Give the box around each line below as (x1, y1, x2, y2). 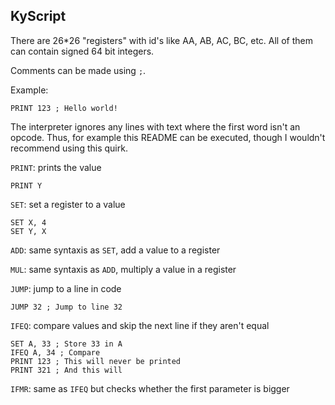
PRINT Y (10, 180, 43, 191)
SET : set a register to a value (10, 198, 126, 210)
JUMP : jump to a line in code (10, 282, 122, 294)
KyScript (10, 8, 67, 25)
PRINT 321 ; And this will (10, 365, 123, 375)
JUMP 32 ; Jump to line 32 (10, 302, 123, 312)
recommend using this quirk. (10, 142, 128, 154)
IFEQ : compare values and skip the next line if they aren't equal (10, 319, 270, 331)
